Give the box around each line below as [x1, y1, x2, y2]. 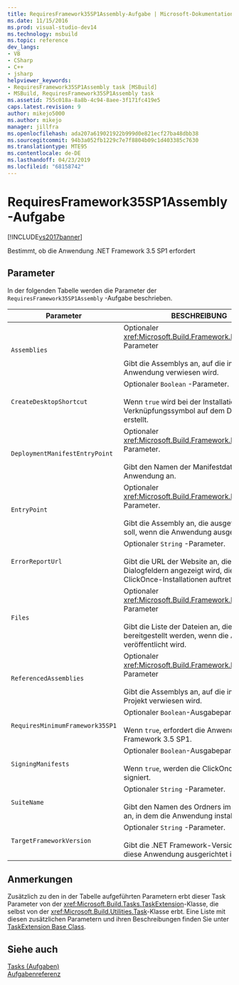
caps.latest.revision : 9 [7, 103, 81, 111]
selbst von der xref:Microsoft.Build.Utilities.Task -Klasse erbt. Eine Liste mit [7, 907, 225, 916]
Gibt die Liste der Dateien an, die [123, 622, 233, 632]
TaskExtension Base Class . [7, 922, 87, 931]
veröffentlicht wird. [123, 640, 187, 650]
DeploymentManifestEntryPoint [11, 449, 114, 458]
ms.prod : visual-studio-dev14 [7, 24, 97, 31]
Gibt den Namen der [123, 462, 191, 472]
